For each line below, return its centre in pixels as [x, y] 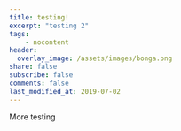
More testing [32, 117]
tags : [19, 34]
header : [24, 50]
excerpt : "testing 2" [49, 26]
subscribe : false [41, 75]
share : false [33, 67]
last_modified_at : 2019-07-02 [65, 91]
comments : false [39, 83]
